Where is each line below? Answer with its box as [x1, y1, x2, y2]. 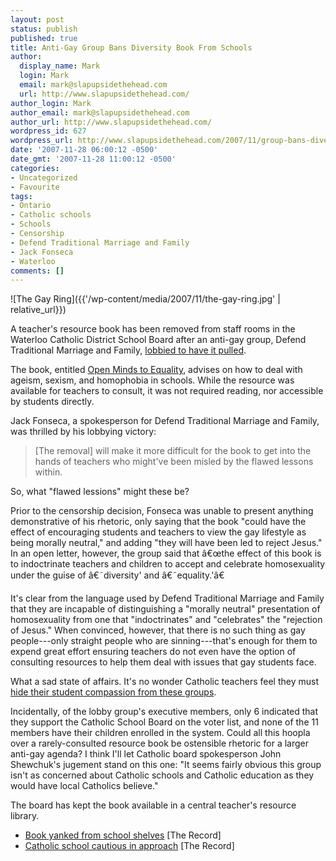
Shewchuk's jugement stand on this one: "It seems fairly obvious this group [10, 759, 322, 771]
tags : [10, 191, 33, 201]
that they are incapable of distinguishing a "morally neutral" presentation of [10, 603, 321, 615]
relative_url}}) [10, 304, 67, 316]
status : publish [10, 24, 78, 34]
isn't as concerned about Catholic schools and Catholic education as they [10, 769, 315, 781]
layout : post [10, 14, 65, 25]
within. [34, 466, 63, 478]
